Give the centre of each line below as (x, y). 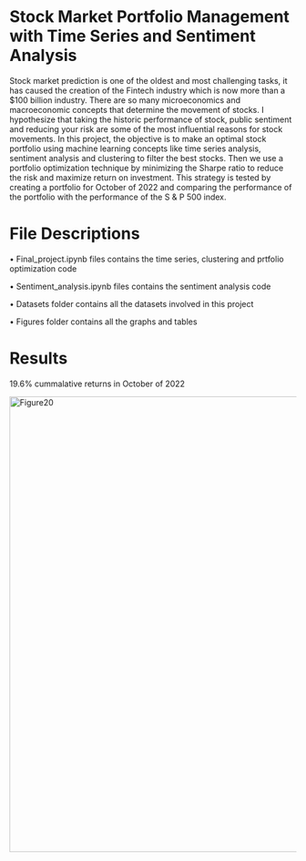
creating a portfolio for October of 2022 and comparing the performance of (151, 187)
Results (39, 359)
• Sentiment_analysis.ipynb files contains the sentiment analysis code (140, 286)
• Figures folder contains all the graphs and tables (103, 322)
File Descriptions (75, 234)
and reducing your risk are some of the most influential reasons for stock (146, 128)
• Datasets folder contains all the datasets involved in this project (132, 303)
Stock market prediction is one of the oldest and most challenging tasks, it (149, 80)
